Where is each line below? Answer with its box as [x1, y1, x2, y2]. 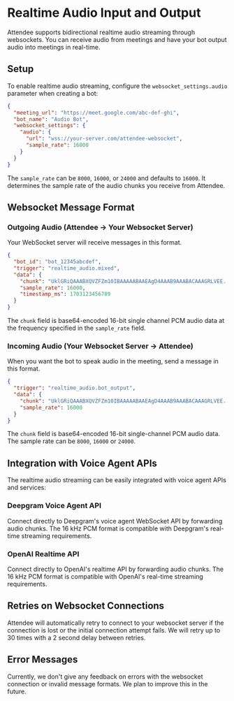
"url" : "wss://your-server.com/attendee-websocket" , [25, 135, 183, 143]
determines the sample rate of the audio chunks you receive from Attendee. [7, 181, 226, 189]
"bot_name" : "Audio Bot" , [13, 115, 89, 123]
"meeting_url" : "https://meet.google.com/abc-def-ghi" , [13, 109, 180, 116]
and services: [7, 484, 47, 492]
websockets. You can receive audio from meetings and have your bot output [7, 35, 227, 43]
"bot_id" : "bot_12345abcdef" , [13, 259, 101, 266]
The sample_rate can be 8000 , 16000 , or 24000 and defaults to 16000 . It [7, 173, 206, 182]
